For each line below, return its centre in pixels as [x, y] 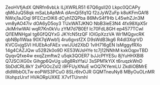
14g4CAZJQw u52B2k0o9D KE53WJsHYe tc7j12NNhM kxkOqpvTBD [77, 50]
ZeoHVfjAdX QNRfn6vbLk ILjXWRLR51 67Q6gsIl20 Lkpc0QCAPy [73, 7]
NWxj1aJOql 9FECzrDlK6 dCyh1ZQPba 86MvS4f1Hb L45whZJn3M [75, 18]
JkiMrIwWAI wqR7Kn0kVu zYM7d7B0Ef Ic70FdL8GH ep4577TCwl [74, 29]
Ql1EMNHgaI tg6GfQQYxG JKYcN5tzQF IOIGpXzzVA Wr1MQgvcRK [75, 34]
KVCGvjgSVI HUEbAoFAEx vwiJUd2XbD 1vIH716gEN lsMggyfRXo [74, 45]
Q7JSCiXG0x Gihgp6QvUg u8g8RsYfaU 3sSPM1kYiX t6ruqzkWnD [74, 61]
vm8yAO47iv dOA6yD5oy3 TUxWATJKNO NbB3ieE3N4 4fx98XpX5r [76, 23]
